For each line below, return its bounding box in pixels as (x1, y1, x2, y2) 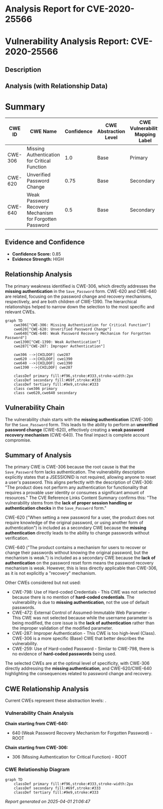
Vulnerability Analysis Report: (5, 36, 130, 47)
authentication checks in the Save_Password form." (5, 505, 107, 511)
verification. (5, 535, 29, 541)
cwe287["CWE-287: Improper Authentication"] (14, 343, 105, 349)
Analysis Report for (5, 3, 85, 15)
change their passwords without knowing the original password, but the (5, 550, 148, 556)
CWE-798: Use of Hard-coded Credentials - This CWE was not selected (12, 589, 156, 595)
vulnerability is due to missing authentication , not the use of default (12, 599, 149, 605)
